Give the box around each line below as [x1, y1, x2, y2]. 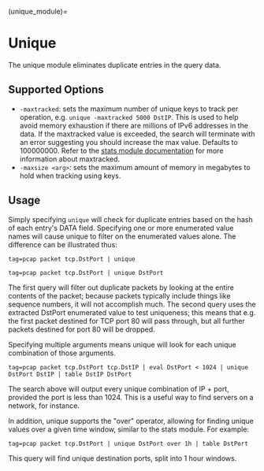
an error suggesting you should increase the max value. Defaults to [19, 137, 238, 146]
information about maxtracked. [19, 154, 121, 164]
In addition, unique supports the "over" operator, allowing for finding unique [8, 416, 255, 425]
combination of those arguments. [8, 348, 116, 358]
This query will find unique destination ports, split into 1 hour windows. [8, 453, 237, 463]
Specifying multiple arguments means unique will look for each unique [8, 339, 236, 349]
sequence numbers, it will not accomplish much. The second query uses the [8, 299, 256, 309]
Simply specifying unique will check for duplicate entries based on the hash [8, 214, 254, 224]
